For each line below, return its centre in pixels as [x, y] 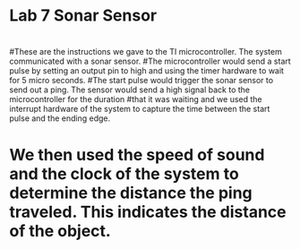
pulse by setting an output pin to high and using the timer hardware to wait [147, 71]
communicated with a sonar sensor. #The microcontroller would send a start [150, 61]
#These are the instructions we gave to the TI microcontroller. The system [146, 52]
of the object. [60, 231]
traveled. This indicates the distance [148, 212]
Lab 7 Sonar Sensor [83, 16]
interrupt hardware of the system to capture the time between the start [140, 109]
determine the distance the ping [131, 193]
